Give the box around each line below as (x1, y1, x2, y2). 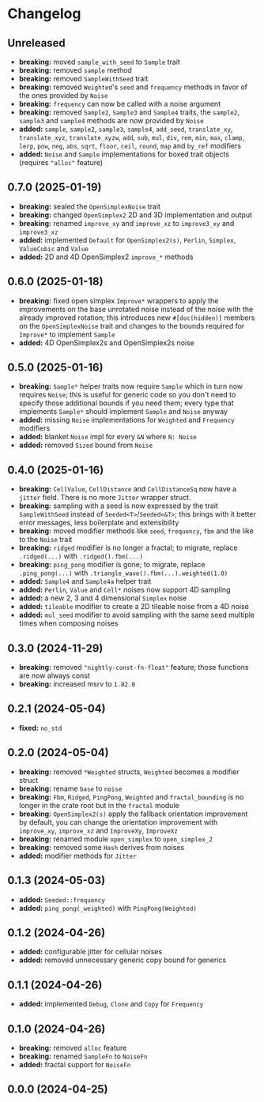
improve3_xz (18, 228, 58, 236)
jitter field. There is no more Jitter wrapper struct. (18, 493, 191, 502)
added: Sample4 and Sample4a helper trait (18, 577, 152, 586)
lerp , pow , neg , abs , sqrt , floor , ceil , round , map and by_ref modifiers (18, 141, 242, 150)
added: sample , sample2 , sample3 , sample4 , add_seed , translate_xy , (18, 124, 233, 134)
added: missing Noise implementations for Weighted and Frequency (18, 416, 235, 425)
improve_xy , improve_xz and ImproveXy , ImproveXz (18, 826, 179, 835)
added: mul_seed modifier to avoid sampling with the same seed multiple (18, 610, 255, 620)
